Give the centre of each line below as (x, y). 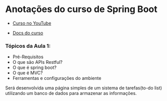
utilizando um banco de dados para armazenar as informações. (71, 93)
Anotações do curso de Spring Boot (81, 9)
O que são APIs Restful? (38, 62)
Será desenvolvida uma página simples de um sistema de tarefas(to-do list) (84, 88)
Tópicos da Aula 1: (28, 46)
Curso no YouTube (32, 23)
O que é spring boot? (35, 68)
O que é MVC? (27, 73)
